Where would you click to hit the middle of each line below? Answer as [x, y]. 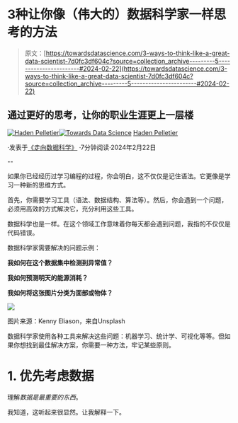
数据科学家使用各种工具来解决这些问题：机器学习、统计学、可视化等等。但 [116, 336]
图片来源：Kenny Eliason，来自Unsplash [66, 321]
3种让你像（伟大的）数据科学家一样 [111, 15]
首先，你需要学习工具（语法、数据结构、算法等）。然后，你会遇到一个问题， [118, 199]
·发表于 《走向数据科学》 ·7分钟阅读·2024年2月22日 [82, 147]
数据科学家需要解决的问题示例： [54, 248]
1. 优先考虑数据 [51, 376]
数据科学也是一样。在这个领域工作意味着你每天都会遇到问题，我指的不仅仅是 [119, 224]
